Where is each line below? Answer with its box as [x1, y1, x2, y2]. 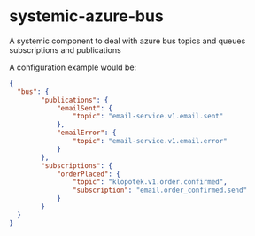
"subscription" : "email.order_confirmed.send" [72, 186, 248, 195]
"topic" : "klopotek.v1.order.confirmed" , [72, 178, 228, 187]
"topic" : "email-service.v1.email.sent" [72, 112, 224, 121]
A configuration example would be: [9, 62, 137, 72]
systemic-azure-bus [9, 6, 164, 27]
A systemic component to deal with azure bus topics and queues [9, 35, 246, 46]
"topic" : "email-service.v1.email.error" [72, 137, 228, 146]
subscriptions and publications [9, 44, 121, 55]
